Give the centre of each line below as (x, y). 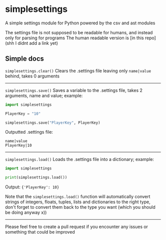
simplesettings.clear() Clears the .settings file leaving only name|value (78, 71)
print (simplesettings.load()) (36, 177)
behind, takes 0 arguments (32, 76)
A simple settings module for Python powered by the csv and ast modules (80, 23)
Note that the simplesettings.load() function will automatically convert (78, 197)
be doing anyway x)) (26, 213)
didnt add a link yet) (38, 43)
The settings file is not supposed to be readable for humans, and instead (79, 32)
